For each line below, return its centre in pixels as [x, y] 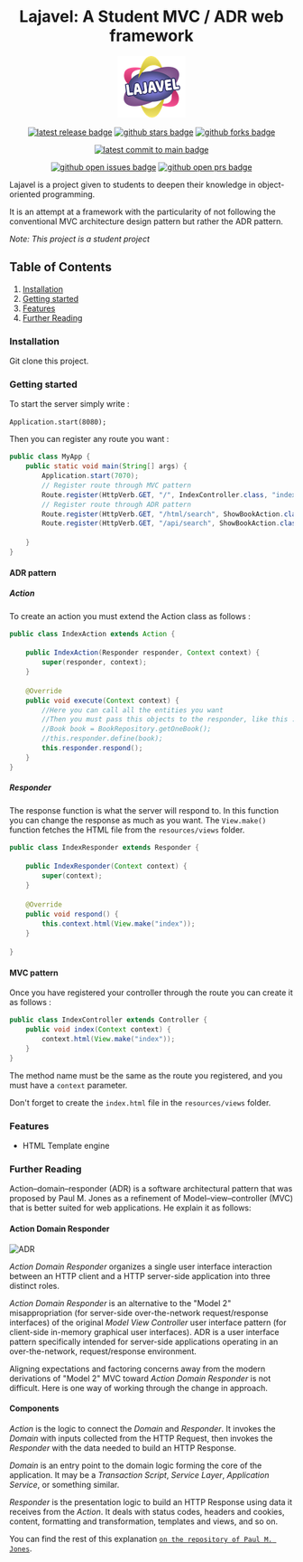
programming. [69, 194]
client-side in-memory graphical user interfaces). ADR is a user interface [144, 1331]
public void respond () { [72, 914]
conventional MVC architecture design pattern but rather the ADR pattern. [147, 221]
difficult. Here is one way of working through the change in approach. [138, 1388]
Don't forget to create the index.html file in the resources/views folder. [140, 1102]
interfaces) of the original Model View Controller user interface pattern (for [148, 1322]
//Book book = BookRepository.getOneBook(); [127, 729]
